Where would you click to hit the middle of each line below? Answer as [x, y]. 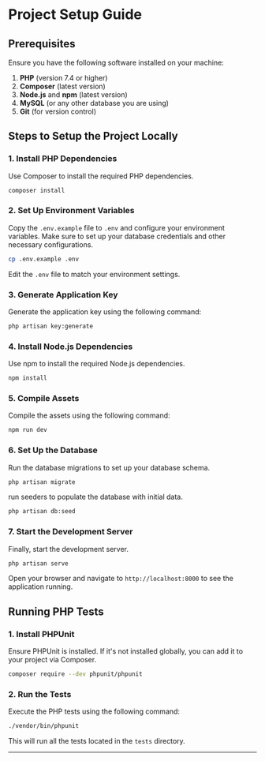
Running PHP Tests [56, 611]
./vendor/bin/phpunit [44, 726]
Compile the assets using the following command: [90, 415]
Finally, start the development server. [68, 549]
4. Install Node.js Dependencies [71, 347]
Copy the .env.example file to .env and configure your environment [116, 227]
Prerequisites [42, 44]
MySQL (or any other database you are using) [94, 103]
